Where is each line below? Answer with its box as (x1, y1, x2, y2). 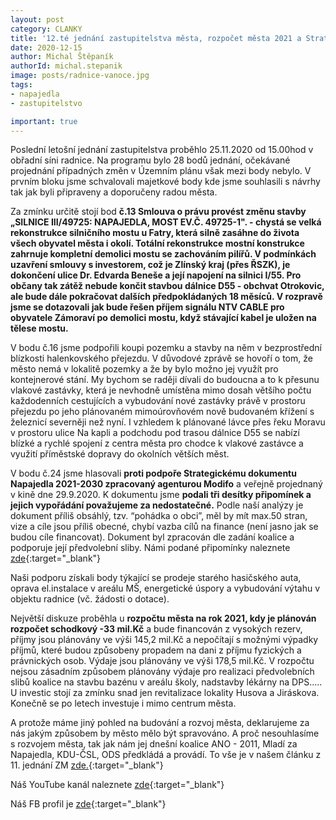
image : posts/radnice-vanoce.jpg (10, 71, 150, 81)
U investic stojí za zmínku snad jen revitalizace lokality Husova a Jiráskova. (10, 687, 320, 699)
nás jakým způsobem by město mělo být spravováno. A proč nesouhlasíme (10, 727, 320, 740)
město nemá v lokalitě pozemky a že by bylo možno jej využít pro (10, 363, 279, 375)
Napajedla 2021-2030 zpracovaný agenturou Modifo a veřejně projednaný (10, 478, 323, 490)
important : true (10, 116, 78, 126)
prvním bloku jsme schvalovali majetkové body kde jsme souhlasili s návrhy (10, 176, 321, 188)
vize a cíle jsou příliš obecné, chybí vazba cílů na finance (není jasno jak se (10, 521, 319, 533)
